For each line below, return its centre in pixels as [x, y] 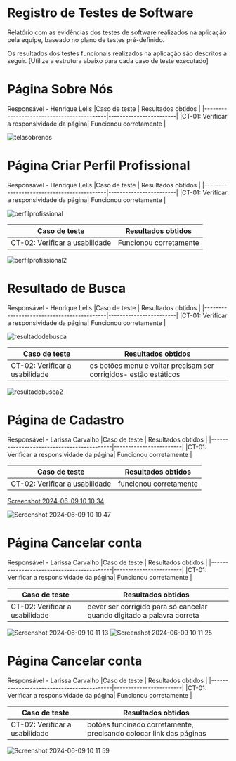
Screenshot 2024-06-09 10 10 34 [56, 501]
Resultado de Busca [67, 289]
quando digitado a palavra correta [143, 615]
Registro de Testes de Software [100, 13]
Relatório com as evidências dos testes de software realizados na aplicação [117, 32]
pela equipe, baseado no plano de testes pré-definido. [86, 39]
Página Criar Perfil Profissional [99, 166]
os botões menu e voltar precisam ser [152, 365]
